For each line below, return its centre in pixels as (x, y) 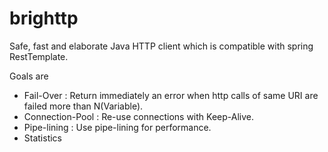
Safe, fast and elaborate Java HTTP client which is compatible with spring (161, 46)
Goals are (29, 76)
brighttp (44, 18)
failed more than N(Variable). (83, 106)
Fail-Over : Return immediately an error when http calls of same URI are (171, 95)
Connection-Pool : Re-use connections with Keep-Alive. (138, 116)
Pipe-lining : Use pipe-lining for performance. (117, 127)
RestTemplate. (39, 56)
